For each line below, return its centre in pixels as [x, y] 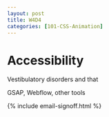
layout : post [26, 13]
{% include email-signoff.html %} [54, 106]
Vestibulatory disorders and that [53, 79]
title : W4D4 [24, 20]
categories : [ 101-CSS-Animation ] [55, 26]
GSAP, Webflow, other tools [47, 93]
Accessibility [46, 60]
